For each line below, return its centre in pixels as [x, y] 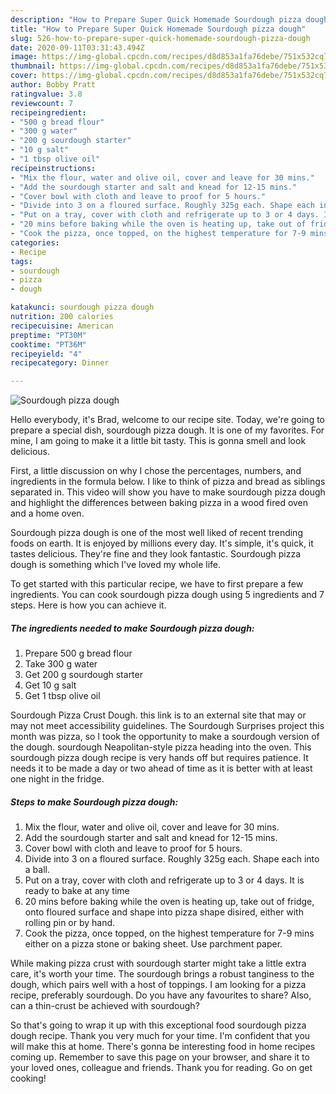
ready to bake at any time [77, 891]
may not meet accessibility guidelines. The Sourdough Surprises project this [167, 726]
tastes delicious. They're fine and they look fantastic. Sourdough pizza [156, 554]
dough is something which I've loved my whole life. [116, 565]
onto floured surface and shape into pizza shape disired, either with [164, 912]
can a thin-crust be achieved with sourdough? [105, 1006]
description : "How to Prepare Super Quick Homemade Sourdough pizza [156, 19]
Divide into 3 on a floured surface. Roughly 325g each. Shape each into [172, 859]
